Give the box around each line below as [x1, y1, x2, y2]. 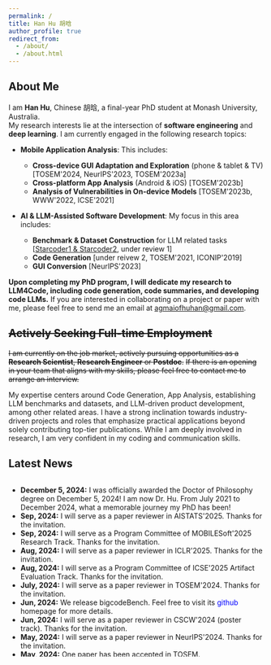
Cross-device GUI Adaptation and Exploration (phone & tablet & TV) [32, 160, 264, 170]
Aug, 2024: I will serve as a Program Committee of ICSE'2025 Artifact [19, 563, 256, 573]
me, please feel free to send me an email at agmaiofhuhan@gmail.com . [8, 303, 247, 313]
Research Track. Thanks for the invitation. [19, 537, 161, 547]
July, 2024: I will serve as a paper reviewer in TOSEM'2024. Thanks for [19, 580, 260, 590]
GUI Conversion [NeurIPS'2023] [32, 261, 142, 271]
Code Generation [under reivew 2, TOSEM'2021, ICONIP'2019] [32, 252, 243, 262]
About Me [8, 80, 59, 94]
